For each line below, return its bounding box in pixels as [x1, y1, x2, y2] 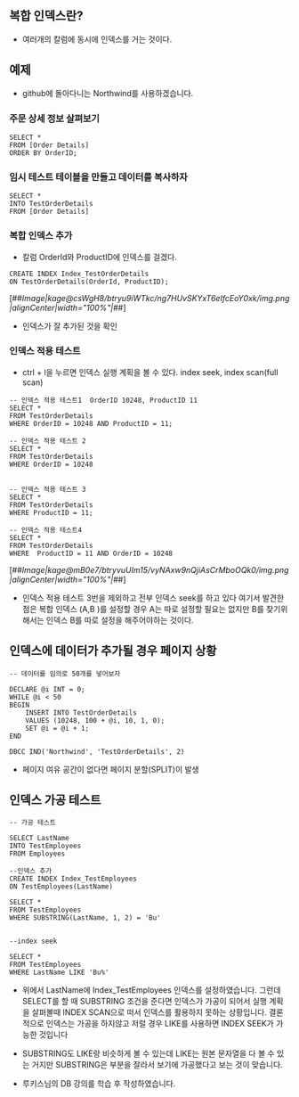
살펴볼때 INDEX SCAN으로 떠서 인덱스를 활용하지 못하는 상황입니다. [31, 1007, 267, 1018]
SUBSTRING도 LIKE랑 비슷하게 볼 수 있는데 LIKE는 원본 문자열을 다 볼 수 [21, 1048, 275, 1059]
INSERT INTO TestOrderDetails [25, 708, 138, 717]
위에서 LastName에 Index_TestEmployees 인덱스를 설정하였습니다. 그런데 [21, 985, 281, 995]
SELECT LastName [9, 834, 69, 843]
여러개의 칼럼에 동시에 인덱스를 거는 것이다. [21, 34, 173, 45]
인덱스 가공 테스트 [9, 792, 101, 808]
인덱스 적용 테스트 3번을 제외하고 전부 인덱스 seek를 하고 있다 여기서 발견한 [21, 592, 285, 603]
